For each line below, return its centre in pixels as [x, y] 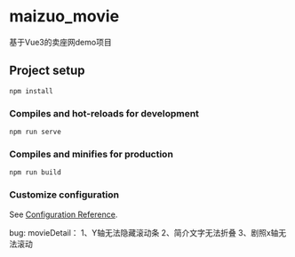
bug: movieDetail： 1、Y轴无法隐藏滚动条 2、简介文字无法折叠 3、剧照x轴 [144, 232]
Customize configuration [64, 195]
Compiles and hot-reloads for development [104, 113]
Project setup [48, 71]
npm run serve [36, 132]
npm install [31, 91]
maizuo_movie [64, 16]
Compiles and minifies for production [91, 154]
